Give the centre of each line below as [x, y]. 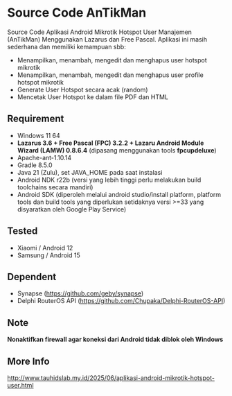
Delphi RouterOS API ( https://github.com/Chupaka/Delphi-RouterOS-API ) [121, 301]
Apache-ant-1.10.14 [44, 157]
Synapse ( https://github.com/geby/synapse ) [80, 293]
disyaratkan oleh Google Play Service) [72, 209]
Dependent [32, 276]
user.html [20, 385]
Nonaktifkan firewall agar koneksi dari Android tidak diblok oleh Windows [115, 339]
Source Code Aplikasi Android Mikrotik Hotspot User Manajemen [100, 32]
